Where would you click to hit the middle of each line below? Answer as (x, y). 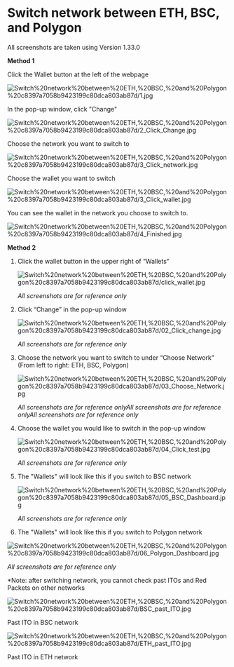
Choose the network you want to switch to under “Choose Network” (116, 357)
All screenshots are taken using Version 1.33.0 (74, 47)
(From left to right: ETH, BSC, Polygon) (73, 365)
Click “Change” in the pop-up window (72, 309)
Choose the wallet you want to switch (61, 178)
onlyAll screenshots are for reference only (78, 415)
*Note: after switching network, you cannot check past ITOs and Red (107, 580)
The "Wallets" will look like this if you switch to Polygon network (110, 532)
